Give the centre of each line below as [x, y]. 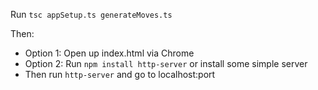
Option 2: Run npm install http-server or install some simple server [166, 63]
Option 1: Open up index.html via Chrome [109, 53]
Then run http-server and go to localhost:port [120, 74]
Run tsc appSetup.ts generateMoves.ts [91, 14]
